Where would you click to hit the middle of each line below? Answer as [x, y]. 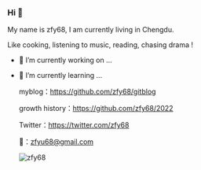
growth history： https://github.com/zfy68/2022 [96, 109]
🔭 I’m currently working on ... [65, 60]
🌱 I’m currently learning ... [60, 76]
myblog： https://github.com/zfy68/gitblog [87, 92]
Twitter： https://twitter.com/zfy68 [74, 125]
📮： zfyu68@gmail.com [56, 142]
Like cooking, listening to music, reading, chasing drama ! [100, 45]
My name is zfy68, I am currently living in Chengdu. [91, 30]
